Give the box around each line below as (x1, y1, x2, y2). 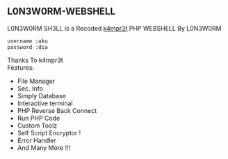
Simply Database (17, 91, 66, 100)
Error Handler (17, 136, 57, 144)
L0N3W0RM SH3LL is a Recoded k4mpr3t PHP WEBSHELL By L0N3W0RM (7, 24, 222, 32)
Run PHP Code (17, 114, 60, 122)
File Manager (17, 77, 56, 85)
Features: (7, 63, 35, 72)
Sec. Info (17, 84, 44, 93)
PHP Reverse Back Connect (17, 106, 97, 114)
